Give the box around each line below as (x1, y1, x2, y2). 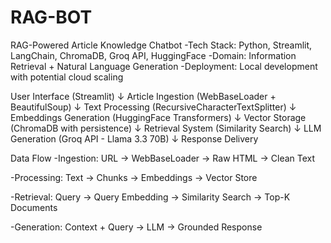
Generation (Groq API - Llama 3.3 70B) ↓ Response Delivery (10, 132, 259, 145)
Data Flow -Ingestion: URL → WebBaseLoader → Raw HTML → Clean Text (10, 152, 316, 164)
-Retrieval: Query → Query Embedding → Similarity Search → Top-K (10, 191, 291, 203)
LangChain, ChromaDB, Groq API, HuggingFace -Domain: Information (10, 49, 297, 61)
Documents (10, 201, 58, 213)
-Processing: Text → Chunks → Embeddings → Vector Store (10, 171, 258, 183)
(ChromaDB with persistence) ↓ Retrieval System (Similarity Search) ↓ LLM (10, 122, 322, 134)
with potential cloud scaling (10, 71, 124, 83)
